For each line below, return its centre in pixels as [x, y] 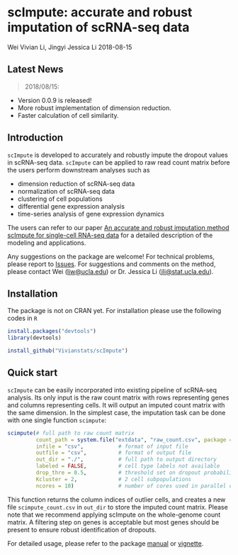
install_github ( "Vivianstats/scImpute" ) [68, 351]
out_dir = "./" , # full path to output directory [126, 460]
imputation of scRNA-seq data [98, 27]
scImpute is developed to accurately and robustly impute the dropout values [118, 155]
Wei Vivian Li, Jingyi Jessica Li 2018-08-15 [70, 47]
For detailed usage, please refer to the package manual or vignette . [106, 543]
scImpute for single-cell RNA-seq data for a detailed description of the [110, 235]
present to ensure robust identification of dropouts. [82, 529]
